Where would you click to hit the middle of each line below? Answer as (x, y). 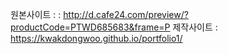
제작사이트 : (195, 27)
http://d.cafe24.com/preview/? (126, 14)
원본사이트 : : (36, 14)
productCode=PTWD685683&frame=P (90, 27)
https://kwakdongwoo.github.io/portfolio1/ (96, 38)
